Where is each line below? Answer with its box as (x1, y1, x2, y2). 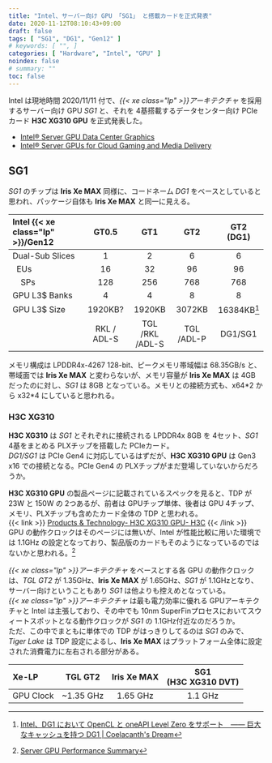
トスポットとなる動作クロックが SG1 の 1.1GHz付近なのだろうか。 (22, 615, 240, 625)
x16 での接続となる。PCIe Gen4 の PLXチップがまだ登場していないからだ (8, 461, 252, 471)
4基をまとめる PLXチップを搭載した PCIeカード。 (8, 441, 174, 451)
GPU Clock (12, 690, 54, 701)
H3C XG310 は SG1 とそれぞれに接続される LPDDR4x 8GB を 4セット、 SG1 (8, 431, 258, 440)
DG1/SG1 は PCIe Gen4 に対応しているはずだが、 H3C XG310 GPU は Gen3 (8, 451, 257, 461)
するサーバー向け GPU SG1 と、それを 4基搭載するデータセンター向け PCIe (8, 105, 258, 115)
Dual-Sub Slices (12, 251, 75, 262)
